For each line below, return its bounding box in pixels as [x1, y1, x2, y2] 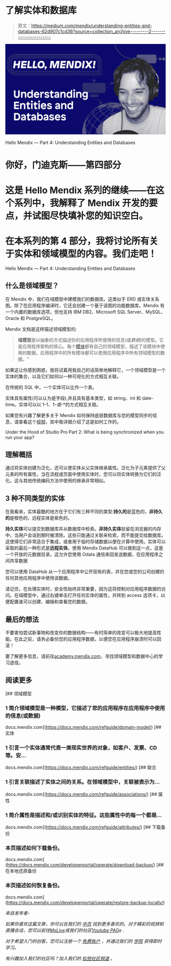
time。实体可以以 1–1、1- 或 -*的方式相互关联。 [5, 401, 101, 407]
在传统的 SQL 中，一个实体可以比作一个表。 [5, 384, 97, 390]
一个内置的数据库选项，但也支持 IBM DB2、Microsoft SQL [5, 309, 126, 315]
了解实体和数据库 [5, 5, 77, 16]
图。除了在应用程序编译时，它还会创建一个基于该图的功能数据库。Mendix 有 [5, 302, 165, 308]
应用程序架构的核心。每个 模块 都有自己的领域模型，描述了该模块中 [22, 343, 161, 349]
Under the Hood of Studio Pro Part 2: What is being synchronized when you [5, 429, 164, 435]
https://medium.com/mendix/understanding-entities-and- [31, 22, 152, 29]
